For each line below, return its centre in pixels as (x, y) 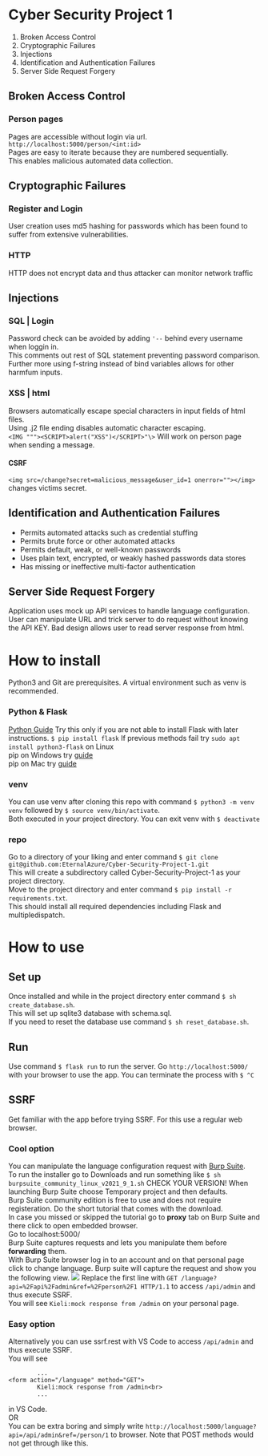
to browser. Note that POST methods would (182, 1435)
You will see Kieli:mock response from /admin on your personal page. (124, 1304)
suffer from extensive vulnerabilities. (68, 235)
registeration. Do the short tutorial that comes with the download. (116, 1209)
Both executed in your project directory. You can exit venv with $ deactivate (134, 819)
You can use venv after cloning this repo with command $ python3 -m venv (131, 801)
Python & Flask (38, 712)
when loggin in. (34, 347)
